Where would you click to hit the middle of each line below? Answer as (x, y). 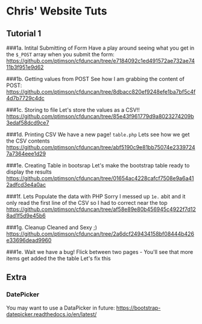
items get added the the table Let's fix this (58, 258)
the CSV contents (28, 141)
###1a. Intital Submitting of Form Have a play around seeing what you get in (100, 48)
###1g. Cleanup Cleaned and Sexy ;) (52, 227)
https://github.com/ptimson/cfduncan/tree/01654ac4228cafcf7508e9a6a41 (100, 178)
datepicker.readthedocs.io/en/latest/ (52, 314)
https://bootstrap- (138, 308)
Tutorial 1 (24, 34)
